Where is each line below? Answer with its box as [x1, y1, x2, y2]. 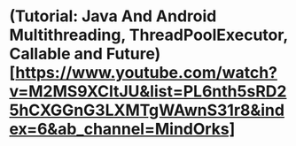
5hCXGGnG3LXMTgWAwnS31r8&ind [9, 100, 285, 120]
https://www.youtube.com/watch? [15, 63, 277, 83]
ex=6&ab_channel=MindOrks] [9, 119, 236, 139]
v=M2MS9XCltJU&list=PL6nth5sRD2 [9, 81, 287, 102]
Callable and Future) [9, 44, 161, 64]
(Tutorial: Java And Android [9, 6, 217, 27]
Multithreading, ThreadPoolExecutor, [9, 25, 288, 45]
